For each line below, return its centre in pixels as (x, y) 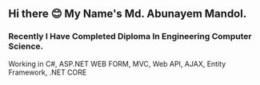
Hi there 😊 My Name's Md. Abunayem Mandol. (128, 14)
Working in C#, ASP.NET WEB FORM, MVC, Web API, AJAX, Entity (117, 64)
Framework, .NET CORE (48, 72)
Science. (26, 46)
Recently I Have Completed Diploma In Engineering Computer (130, 37)
